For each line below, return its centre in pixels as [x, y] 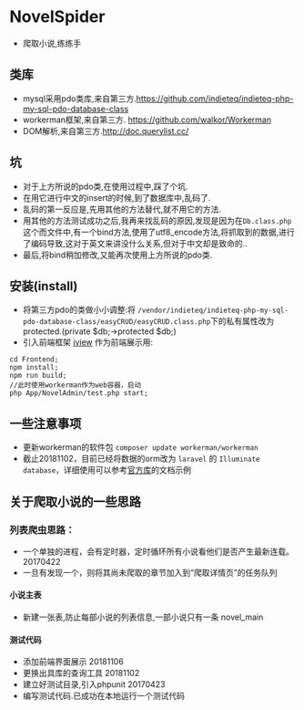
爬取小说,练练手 [52, 43]
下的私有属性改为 [243, 321]
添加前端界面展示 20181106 [73, 662]
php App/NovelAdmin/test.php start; [79, 393]
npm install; [34, 368]
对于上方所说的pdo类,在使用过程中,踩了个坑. [105, 186]
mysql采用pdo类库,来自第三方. [79, 99]
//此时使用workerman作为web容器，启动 [76, 385]
